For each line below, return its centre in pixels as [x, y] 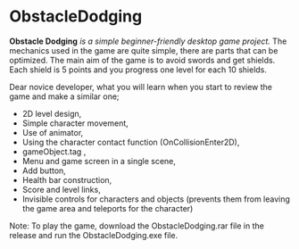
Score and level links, [61, 189]
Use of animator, [53, 132]
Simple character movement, [75, 123]
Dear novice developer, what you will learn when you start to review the [141, 87]
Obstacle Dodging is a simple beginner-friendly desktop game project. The [148, 41]
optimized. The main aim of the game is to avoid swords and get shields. [142, 60]
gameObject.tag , [54, 151]
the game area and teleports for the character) [108, 208]
